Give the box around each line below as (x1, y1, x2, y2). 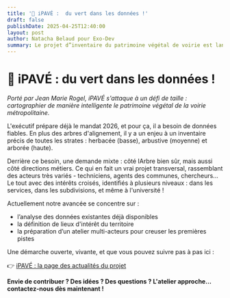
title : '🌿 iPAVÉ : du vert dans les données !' (7, 10, 149, 17)
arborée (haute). (7, 143, 53, 151)
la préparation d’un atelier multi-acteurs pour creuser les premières (16, 227, 207, 235)
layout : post (7, 29, 44, 36)
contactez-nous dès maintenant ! (7, 284, 104, 293)
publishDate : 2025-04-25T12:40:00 (7, 23, 106, 29)
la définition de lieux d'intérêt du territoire (16, 220, 134, 228)
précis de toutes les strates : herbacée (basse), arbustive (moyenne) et (7, 136, 207, 145)
